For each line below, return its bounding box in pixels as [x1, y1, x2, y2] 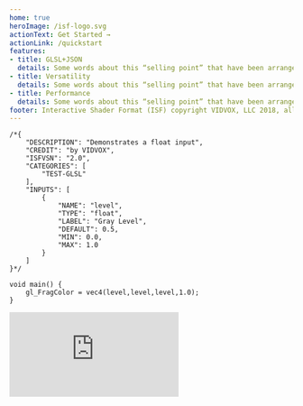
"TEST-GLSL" [41, 170, 87, 179]
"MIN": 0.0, [57, 233, 103, 242]
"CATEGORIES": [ [25, 161, 87, 171]
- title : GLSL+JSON [9, 55, 83, 64]
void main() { [9, 281, 63, 290]
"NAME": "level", [57, 201, 124, 210]
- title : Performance [9, 88, 91, 97]
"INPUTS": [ [25, 186, 70, 195]
